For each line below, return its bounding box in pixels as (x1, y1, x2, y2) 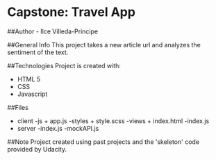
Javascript (17, 90, 48, 98)
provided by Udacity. (7, 145, 67, 153)
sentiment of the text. (7, 48, 69, 56)
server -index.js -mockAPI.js (17, 124, 99, 132)
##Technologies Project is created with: (7, 61, 122, 70)
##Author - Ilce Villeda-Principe (7, 27, 99, 35)
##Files (7, 103, 29, 111)
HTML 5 (17, 74, 41, 83)
